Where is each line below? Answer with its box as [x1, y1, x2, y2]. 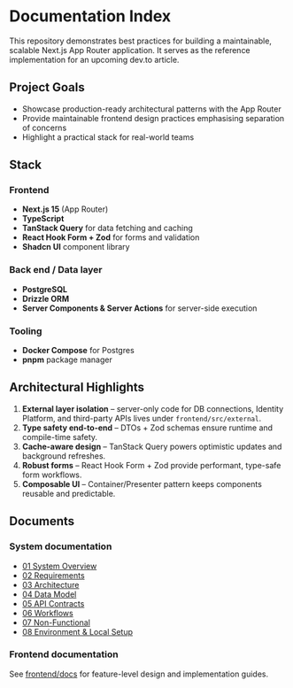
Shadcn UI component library [21, 242, 130, 252]
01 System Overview [21, 560, 97, 571]
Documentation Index [9, 6, 171, 27]
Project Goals [9, 80, 86, 95]
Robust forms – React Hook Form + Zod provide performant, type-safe [21, 460, 281, 470]
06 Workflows [21, 607, 73, 618]
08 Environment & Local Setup [21, 626, 134, 637]
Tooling [9, 325, 42, 337]
